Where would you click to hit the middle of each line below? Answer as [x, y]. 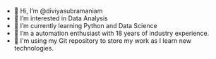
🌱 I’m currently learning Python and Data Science [85, 26]
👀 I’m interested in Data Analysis [61, 18]
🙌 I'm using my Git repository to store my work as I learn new [103, 41]
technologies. [34, 48]
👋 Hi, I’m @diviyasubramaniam [58, 11]
